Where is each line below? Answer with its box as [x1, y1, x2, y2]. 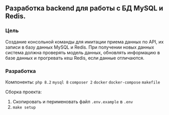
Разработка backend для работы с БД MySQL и [5, 4, 163, 13]
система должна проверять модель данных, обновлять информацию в [5, 49, 160, 55]
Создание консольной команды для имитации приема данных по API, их [5, 39, 164, 45]
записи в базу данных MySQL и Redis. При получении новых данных [5, 44, 154, 50]
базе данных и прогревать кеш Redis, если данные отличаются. [5, 55, 145, 61]
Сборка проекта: [5, 89, 42, 95]
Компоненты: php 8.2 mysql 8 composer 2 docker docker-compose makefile [5, 79, 160, 85]
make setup [12, 105, 36, 110]
